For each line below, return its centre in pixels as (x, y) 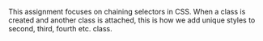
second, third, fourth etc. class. (60, 29)
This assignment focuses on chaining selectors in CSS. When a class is (127, 12)
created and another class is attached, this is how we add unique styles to (132, 20)
